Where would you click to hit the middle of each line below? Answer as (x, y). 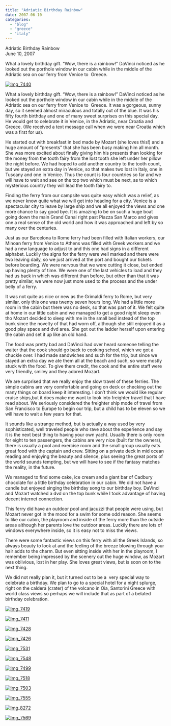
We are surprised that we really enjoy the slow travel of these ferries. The (82, 381)
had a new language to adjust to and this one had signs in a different (77, 249)
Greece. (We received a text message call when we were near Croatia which (85, 127)
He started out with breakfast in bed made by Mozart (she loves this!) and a (84, 142)
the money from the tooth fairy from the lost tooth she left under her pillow (83, 158)
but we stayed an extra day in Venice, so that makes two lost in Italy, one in (84, 169)
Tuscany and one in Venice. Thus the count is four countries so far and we (83, 175)
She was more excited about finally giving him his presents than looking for (84, 153)
